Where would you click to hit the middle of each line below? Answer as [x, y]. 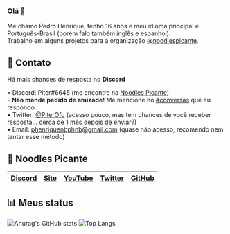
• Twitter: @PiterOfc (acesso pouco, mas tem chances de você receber [109, 115]
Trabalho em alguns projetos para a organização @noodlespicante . [103, 41]
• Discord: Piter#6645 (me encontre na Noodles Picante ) [88, 93]
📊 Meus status [41, 203]
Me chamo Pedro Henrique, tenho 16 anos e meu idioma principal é [103, 26]
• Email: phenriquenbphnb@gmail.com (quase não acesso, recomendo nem [115, 129]
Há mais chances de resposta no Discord [67, 80]
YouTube [78, 178]
